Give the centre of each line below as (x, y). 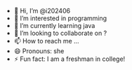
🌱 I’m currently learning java (54, 26)
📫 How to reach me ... (46, 41)
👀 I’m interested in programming (60, 18)
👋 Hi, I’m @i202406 (42, 11)
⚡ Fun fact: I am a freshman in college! (70, 59)
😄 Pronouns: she (39, 51)
